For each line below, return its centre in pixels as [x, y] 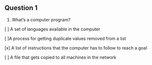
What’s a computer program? [41, 19]
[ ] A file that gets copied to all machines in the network [60, 57]
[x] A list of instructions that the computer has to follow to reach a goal [76, 48]
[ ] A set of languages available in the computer [52, 29]
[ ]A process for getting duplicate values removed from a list [65, 38]
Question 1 [21, 8]
